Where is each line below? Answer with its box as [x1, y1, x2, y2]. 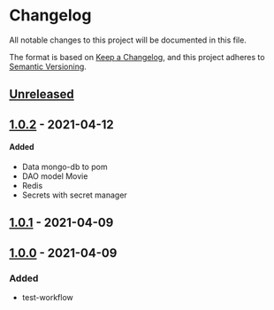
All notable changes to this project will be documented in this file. [9, 35, 247, 45]
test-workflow [21, 292, 73, 302]
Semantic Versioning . [9, 61, 87, 72]
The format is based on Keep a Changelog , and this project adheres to [9, 51, 265, 62]
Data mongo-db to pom [21, 161, 108, 172]
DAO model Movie [21, 170, 88, 182]
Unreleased [9, 87, 75, 102]
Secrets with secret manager [21, 190, 128, 200]
